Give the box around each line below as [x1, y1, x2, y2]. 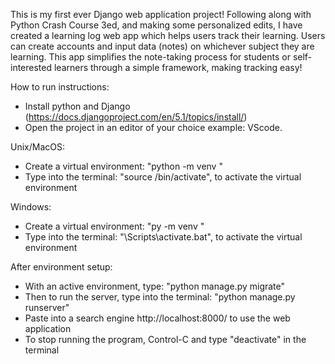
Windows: [10, 201, 52, 213]
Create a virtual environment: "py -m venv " [24, 220, 205, 232]
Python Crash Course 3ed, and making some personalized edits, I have [10, 19, 303, 31]
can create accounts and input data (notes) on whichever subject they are [10, 40, 315, 52]
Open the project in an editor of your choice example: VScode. [24, 122, 283, 133]
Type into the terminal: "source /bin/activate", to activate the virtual [24, 171, 302, 183]
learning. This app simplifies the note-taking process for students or [10, 51, 291, 63]
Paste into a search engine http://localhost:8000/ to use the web [24, 312, 291, 324]
